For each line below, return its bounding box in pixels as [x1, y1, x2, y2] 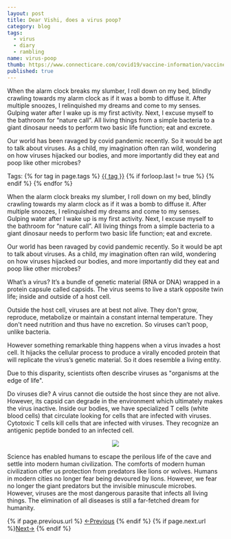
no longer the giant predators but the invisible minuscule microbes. [7, 481, 197, 489]
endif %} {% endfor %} [7, 179, 73, 187]
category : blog [7, 23, 51, 30]
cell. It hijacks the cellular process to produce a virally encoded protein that [7, 348, 220, 357]
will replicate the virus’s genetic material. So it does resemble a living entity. [7, 355, 221, 363]
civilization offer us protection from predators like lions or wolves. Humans [7, 467, 218, 475]
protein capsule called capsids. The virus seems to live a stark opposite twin [7, 285, 223, 293]
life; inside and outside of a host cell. [7, 292, 111, 300]
